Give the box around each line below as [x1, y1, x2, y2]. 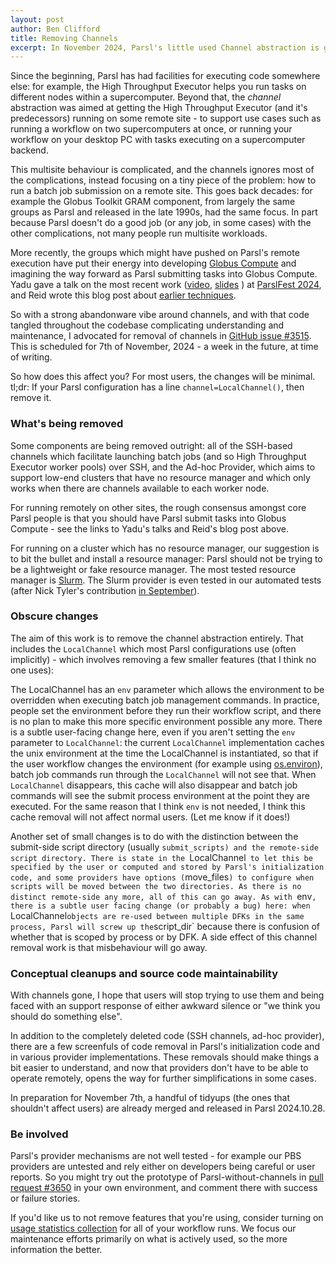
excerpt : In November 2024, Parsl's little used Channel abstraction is [10, 42, 320, 53]
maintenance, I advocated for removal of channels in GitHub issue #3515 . [10, 330, 312, 342]
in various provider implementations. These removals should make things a [10, 1051, 320, 1063]
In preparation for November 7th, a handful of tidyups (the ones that [10, 1092, 291, 1104]
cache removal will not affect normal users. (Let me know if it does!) [10, 811, 291, 823]
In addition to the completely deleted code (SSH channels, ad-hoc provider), [10, 1030, 325, 1042]
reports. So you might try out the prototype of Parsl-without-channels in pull [10, 1171, 325, 1183]
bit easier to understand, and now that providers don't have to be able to [10, 1062, 309, 1074]
